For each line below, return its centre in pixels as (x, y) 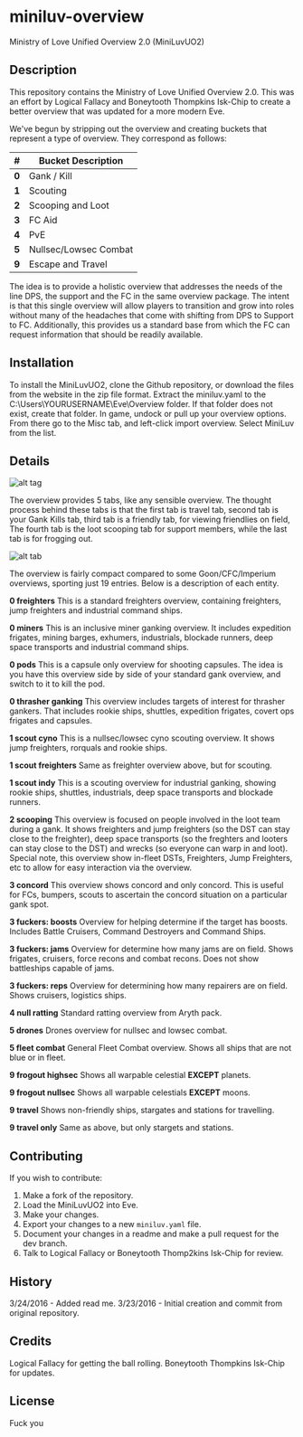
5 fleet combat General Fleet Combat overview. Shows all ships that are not (151, 1048)
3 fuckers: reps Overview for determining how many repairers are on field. (148, 986)
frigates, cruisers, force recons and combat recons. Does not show (134, 959)
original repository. (44, 1313)
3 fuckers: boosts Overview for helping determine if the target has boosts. (148, 922)
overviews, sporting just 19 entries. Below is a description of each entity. (144, 583)
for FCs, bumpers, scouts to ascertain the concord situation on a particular (148, 895)
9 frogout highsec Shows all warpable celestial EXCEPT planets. (130, 1075)
